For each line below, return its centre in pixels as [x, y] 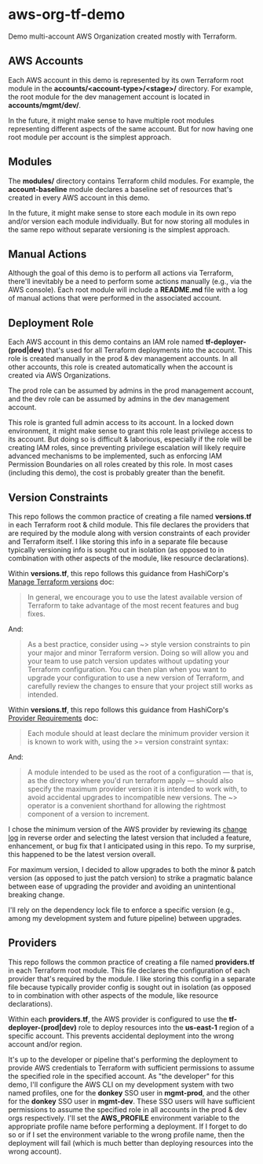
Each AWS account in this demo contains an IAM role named [106, 342]
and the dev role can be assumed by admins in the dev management [119, 399]
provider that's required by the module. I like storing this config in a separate [132, 978]
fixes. [36, 614]
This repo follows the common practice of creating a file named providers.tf [131, 962]
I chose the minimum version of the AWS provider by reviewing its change [128, 829]
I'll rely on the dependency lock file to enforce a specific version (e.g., [121, 910]
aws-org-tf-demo [67, 15]
